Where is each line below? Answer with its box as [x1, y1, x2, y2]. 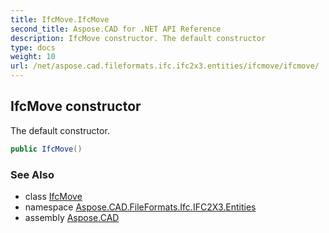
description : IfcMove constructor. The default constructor [10, 33, 267, 43]
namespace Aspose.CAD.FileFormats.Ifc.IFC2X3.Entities [24, 201, 257, 213]
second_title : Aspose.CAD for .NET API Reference [10, 24, 222, 34]
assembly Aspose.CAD [24, 211, 120, 223]
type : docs [10, 42, 56, 53]
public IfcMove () [10, 144, 83, 154]
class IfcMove [24, 190, 83, 202]
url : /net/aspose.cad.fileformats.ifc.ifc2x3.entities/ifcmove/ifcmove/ [10, 61, 320, 71]
